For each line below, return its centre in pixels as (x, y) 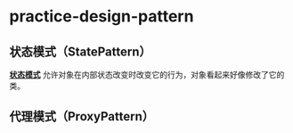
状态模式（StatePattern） (80, 51)
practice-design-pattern (102, 17)
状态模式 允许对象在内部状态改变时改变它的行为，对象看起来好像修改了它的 (147, 75)
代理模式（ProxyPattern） (81, 116)
